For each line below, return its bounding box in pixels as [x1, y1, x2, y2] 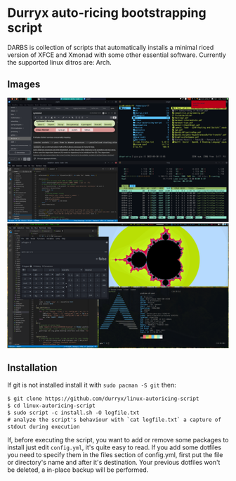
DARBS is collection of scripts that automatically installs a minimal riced [7, 43, 214, 51]
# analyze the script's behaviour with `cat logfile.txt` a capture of [7, 416, 221, 423]
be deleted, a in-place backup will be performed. [7, 466, 149, 474]
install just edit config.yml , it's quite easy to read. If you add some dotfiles [7, 443, 222, 451]
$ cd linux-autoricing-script [7, 402, 96, 409]
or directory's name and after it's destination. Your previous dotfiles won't [7, 458, 221, 466]
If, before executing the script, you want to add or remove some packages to [7, 435, 229, 444]
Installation [7, 362, 58, 374]
